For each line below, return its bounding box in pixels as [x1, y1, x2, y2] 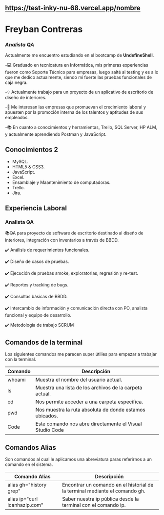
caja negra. [5, 79, 28, 85]
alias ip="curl [7, 495, 38, 502]
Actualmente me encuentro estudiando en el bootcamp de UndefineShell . [5, 52, 154, 58]
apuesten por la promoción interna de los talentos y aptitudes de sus [5, 109, 143, 115]
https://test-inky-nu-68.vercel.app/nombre [5, 4, 141, 12]
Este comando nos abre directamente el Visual [35, 420, 142, 427]
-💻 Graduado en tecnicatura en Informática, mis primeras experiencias [5, 62, 148, 68]
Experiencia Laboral [5, 204, 67, 212]
